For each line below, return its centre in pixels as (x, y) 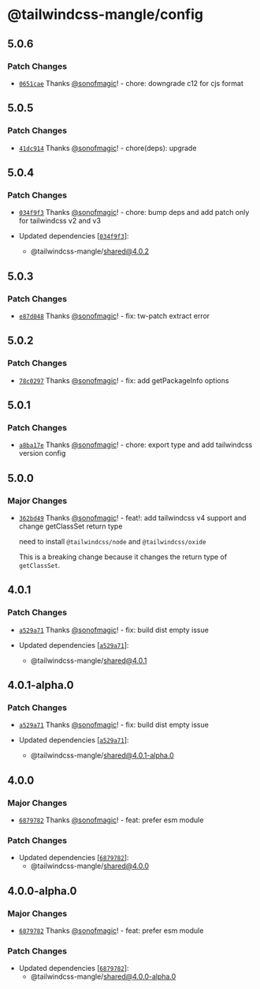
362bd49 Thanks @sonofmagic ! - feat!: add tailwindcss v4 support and (132, 518)
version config (42, 453)
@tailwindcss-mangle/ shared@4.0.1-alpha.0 (102, 755)
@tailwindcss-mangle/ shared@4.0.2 (90, 251)
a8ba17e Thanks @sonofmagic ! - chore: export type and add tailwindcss (136, 445)
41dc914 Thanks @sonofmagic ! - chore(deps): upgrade (108, 148)
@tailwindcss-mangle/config (106, 15)
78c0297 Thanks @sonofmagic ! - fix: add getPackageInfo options (124, 380)
